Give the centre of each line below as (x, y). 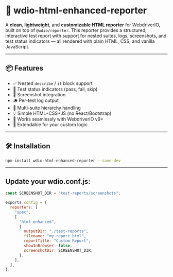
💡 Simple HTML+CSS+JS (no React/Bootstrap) (62, 113)
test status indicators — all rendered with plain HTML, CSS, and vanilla (80, 41)
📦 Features (24, 68)
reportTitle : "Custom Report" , (57, 241)
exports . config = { (26, 203)
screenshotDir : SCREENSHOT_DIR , (59, 250)
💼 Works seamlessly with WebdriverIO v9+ (58, 119)
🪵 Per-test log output (36, 100)
